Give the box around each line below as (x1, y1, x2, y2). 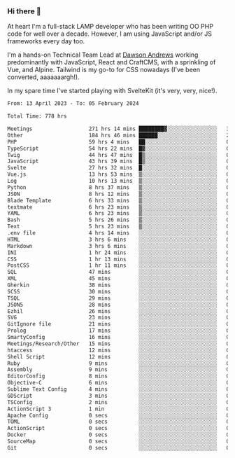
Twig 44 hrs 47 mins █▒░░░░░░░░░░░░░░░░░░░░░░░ (7, 151, 218, 158)
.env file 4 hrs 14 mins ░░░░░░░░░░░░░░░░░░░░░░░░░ (7, 230, 218, 237)
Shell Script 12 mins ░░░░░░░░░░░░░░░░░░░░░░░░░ (7, 353, 218, 360)
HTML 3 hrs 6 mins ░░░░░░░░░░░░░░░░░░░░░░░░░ (7, 236, 218, 243)
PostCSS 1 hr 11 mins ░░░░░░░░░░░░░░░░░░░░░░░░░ (7, 262, 218, 269)
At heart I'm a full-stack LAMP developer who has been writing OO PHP (7, 22, 213, 31)
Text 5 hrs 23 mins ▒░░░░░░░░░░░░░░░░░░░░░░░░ (7, 223, 218, 230)
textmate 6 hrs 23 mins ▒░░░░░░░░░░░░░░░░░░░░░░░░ (7, 203, 218, 211)
